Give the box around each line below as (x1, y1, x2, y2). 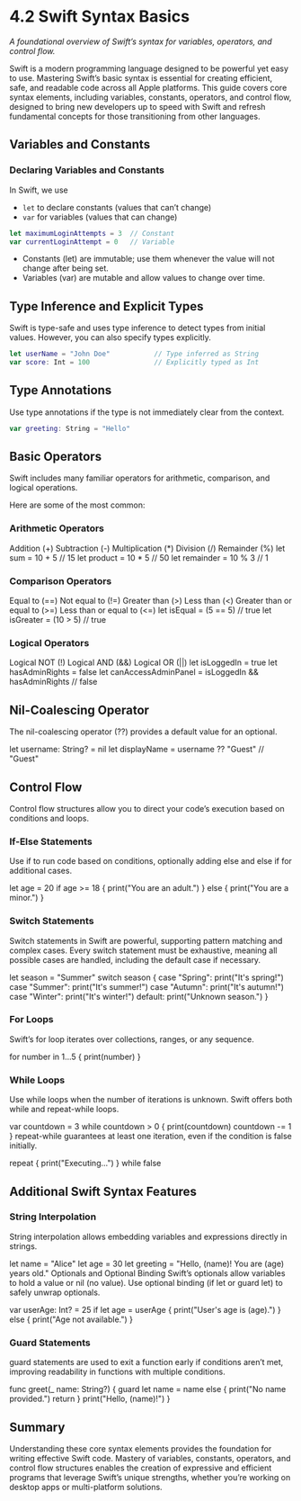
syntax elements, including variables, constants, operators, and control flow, (9, 92, 292, 103)
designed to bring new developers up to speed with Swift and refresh (9, 101, 266, 112)
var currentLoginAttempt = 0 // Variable (9, 237, 175, 247)
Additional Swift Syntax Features (9, 1183, 198, 1199)
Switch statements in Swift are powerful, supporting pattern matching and (9, 935, 283, 946)
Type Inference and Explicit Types (9, 299, 204, 314)
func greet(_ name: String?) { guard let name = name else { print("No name (9, 1384, 287, 1395)
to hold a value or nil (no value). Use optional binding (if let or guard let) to (9, 1277, 283, 1288)
